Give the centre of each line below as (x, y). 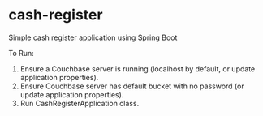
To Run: (21, 53)
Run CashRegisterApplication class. (80, 103)
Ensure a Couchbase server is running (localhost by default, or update (138, 69)
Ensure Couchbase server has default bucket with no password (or (132, 86)
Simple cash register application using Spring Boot (93, 37)
